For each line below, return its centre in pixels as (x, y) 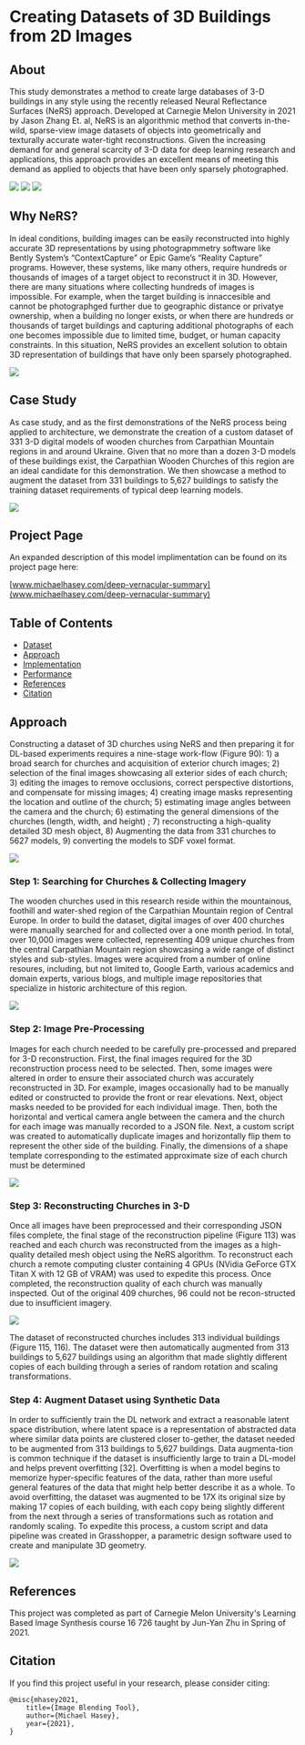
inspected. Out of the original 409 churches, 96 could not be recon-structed (152, 1293)
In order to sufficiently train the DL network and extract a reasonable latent (149, 1420)
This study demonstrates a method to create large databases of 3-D (137, 92)
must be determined (47, 1165)
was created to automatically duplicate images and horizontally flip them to (150, 1136)
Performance (47, 674)
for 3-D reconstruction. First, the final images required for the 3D (131, 1058)
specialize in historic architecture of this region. (99, 988)
